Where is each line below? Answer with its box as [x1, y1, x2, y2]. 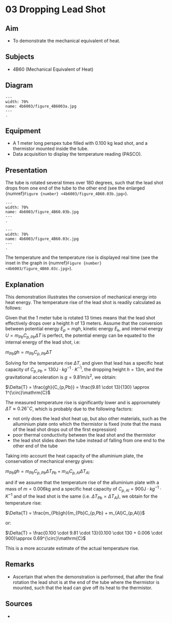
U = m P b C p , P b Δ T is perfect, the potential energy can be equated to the [5, 332, 155, 339]
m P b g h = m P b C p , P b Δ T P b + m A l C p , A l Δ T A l [5, 468, 90, 476]
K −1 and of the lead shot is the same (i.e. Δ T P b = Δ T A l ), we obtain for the [5, 492, 158, 500]
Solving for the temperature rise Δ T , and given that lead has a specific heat [5, 360, 164, 366]
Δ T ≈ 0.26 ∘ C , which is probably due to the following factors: [5, 405, 133, 412]
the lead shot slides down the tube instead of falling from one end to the [12, 438, 165, 444]
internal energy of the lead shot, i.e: [5, 339, 81, 345]
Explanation [5, 280, 45, 289]
